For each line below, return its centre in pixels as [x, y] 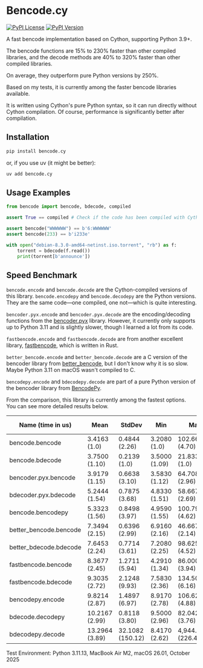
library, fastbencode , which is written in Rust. [63, 345]
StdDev [131, 425]
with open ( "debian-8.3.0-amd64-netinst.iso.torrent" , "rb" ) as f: [92, 245]
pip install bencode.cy [36, 151]
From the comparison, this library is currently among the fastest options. [96, 400]
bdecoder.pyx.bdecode [43, 495]
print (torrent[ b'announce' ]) [54, 256]
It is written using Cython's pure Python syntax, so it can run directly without [101, 105]
